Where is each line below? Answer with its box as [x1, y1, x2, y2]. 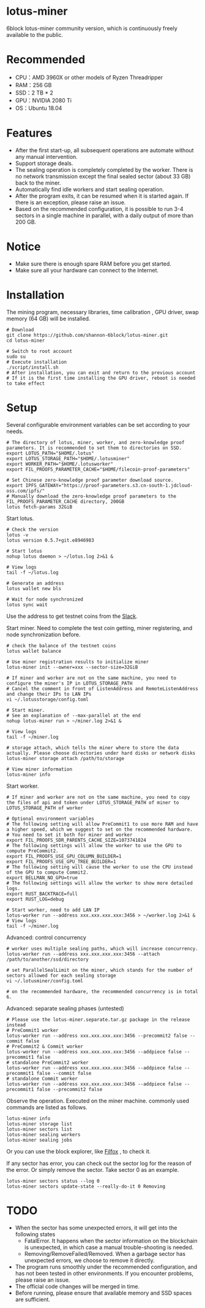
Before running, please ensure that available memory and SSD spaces [15, 1289, 192, 1296]
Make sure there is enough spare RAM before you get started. [15, 260, 171, 267]
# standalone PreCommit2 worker [6, 1060, 89, 1066]
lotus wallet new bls [6, 585, 62, 591]
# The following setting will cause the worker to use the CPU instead [6, 864, 193, 870]
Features [6, 126, 53, 140]
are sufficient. [15, 1296, 51, 1303]
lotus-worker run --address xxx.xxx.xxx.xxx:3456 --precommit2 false [6, 1033, 188, 1039]
